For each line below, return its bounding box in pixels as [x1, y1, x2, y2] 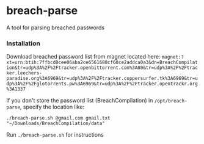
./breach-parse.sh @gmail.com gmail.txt [6, 115, 111, 121]
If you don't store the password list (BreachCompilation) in [6, 97, 153, 104]
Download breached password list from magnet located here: [6, 53, 161, 60]
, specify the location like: [20, 103, 84, 110]
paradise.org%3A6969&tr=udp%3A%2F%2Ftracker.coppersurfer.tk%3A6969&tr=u [6, 76, 199, 82]
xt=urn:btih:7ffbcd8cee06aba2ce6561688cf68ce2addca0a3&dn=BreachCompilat [6, 59, 199, 66]
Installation [6, 39, 41, 48]
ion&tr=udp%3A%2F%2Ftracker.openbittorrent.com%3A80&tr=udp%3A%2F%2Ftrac [6, 65, 199, 71]
